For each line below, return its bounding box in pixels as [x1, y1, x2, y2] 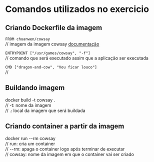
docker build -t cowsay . [5, 96, 55, 103]
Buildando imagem [5, 83, 65, 92]
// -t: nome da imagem [5, 102, 51, 108]
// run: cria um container [5, 140, 55, 146]
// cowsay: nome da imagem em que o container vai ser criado [5, 151, 134, 157]
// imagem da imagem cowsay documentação [5, 41, 99, 47]
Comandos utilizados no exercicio [5, 3, 149, 15]
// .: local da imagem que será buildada [5, 107, 86, 113]
